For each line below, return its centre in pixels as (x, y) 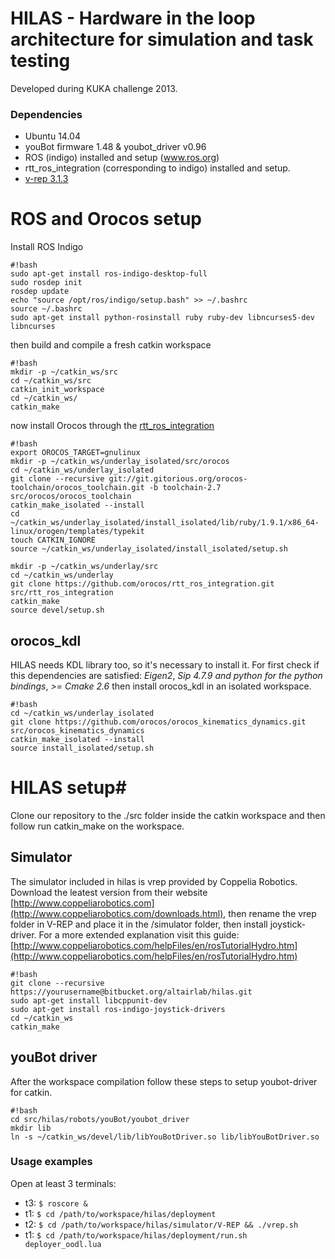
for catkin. (31, 1092)
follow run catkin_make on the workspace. (97, 826)
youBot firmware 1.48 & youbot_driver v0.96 (115, 147)
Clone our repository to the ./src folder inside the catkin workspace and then (168, 815)
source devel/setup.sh (57, 610)
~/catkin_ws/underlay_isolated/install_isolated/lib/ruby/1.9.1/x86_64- (165, 523)
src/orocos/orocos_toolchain (71, 497)
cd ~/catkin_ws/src (51, 381)
